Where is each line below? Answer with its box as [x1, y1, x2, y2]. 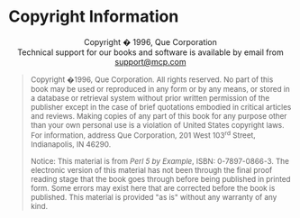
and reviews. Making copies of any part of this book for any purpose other [30, 111, 287, 121]
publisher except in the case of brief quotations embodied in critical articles [30, 102, 292, 112]
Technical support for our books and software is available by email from [16, 47, 285, 58]
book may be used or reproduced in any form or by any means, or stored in [30, 84, 290, 94]
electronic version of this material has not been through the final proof [30, 165, 273, 176]
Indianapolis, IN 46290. [30, 140, 112, 150]
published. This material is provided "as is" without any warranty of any [30, 192, 277, 203]
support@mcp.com [114, 56, 186, 67]
